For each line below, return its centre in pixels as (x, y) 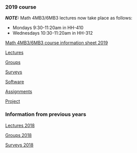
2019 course (21, 7)
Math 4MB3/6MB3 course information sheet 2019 (57, 43)
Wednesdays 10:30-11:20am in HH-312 (53, 33)
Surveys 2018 (19, 145)
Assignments (19, 92)
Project (13, 101)
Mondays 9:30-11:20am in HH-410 (48, 28)
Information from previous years (46, 114)
